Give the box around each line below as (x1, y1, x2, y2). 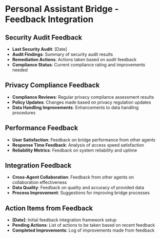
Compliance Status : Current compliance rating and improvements (12, 62, 145, 67)
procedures (12, 109, 36, 115)
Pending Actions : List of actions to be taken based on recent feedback (12, 222, 155, 228)
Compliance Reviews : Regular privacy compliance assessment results (12, 94, 155, 100)
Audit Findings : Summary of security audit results (12, 51, 113, 57)
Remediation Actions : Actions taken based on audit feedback (12, 57, 137, 62)
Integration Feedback (5, 161, 72, 170)
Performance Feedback (5, 124, 78, 132)
